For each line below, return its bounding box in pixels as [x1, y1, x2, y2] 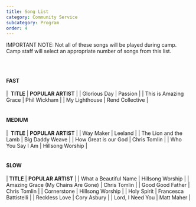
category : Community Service [6, 14, 78, 20]
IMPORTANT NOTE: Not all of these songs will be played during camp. [6, 41, 177, 48]
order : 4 [6, 25, 28, 31]
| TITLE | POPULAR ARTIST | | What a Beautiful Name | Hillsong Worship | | [6, 175, 190, 182]
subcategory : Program [6, 20, 60, 25]
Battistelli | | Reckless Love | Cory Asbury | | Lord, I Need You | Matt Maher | [6, 193, 191, 201]
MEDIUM [6, 116, 28, 123]
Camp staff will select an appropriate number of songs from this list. [6, 48, 172, 55]
